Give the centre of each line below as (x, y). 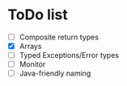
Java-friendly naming (55, 73)
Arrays (30, 46)
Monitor (32, 64)
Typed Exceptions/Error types (69, 55)
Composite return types (59, 37)
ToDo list (38, 15)
